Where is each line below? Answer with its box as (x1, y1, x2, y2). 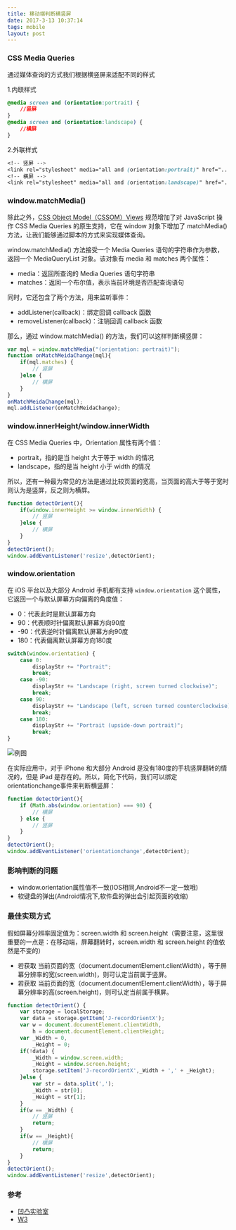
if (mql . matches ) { (20, 359, 74, 366)
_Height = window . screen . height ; (32, 1061, 131, 1068)
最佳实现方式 (7, 912, 51, 921)
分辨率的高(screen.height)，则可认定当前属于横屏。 (23, 988, 173, 996)
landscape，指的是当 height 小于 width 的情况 (17, 462, 151, 471)
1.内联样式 (7, 85, 37, 94)
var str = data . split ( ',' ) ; (32, 1081, 114, 1088)
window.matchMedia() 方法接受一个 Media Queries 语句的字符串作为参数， (7, 245, 223, 254)
